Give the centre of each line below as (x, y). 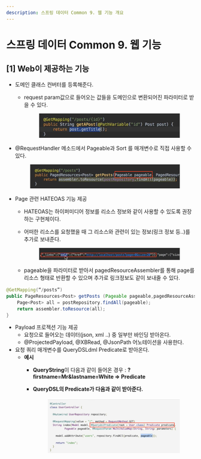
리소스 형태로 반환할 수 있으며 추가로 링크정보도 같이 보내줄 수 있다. (102, 278)
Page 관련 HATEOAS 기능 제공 (51, 198)
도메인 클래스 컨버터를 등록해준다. (54, 84)
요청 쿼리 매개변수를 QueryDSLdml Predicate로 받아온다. (82, 350)
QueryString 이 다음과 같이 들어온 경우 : (80, 370)
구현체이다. (48, 219)
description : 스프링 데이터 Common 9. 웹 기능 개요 (65, 13)
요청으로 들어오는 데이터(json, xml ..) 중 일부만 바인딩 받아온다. (97, 335)
